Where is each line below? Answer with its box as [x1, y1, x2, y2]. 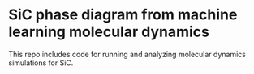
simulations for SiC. [8, 58, 74, 68]
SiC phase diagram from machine [8, 6, 238, 24]
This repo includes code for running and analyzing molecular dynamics [8, 49, 246, 59]
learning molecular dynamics [8, 23, 209, 41]
